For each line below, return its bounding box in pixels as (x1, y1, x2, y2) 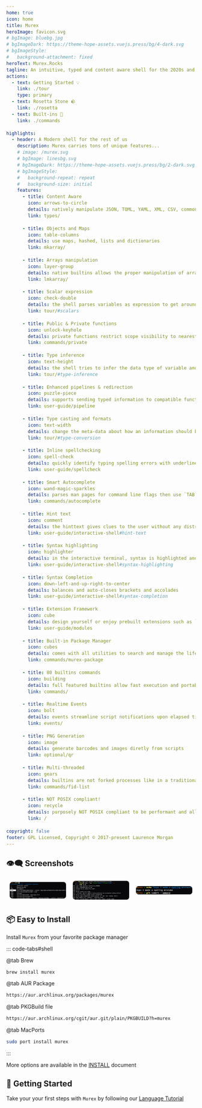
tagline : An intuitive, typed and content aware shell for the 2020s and (6, 67, 195, 73)
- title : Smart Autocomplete (22, 479, 96, 485)
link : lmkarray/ (28, 276, 69, 282)
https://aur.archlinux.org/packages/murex (6, 993, 114, 999)
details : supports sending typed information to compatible (28, 397, 182, 403)
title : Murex (6, 22, 39, 28)
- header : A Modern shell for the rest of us (11, 137, 128, 143)
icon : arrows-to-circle (28, 200, 87, 206)
